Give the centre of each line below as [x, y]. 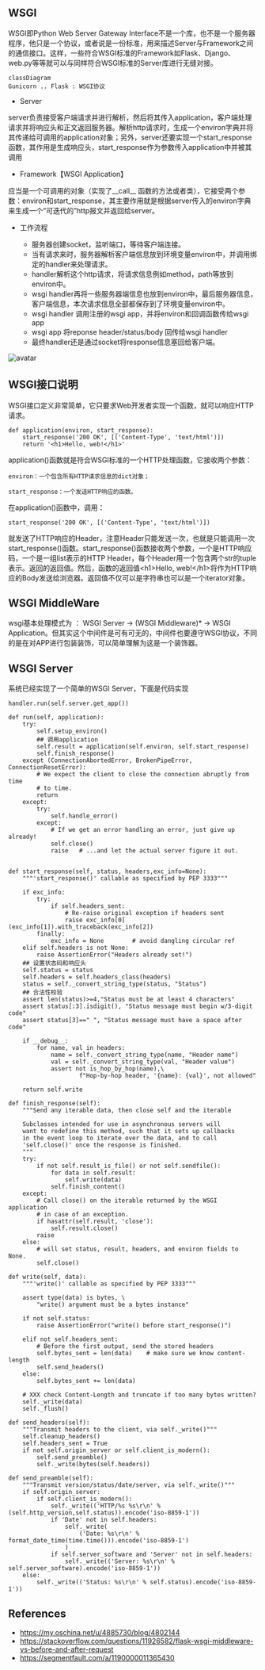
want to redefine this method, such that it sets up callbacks [129, 1132]
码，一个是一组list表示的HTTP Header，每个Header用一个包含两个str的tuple [132, 557]
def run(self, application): [56, 718]
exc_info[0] [106, 920]
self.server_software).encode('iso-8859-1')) [84, 1568]
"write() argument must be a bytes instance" [113, 1305]
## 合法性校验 [43, 993]
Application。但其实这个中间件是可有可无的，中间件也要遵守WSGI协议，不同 [133, 633]
